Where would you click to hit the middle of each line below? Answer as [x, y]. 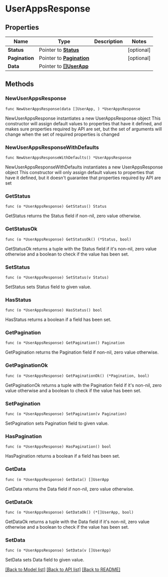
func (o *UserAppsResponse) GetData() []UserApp [57, 479]
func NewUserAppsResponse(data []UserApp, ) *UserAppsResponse [73, 109]
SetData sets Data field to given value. [45, 560]
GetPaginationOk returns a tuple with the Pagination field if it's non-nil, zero [83, 385]
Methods [20, 84]
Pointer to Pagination [64, 58]
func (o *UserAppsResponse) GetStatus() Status [56, 207]
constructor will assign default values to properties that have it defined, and [83, 123]
